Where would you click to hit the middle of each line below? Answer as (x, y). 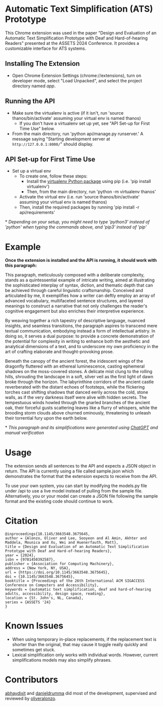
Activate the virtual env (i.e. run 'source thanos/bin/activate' (80, 197)
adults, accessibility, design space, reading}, (55, 594)
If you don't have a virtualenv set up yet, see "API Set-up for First (84, 123)
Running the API (30, 101)
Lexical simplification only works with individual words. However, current (85, 655)
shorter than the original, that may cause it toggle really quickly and (80, 645)
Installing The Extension (43, 64)
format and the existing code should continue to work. (59, 501)
